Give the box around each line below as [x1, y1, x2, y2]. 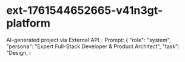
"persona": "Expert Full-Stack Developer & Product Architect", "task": [6, 43, 180, 50]
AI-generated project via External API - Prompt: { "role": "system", [6, 36, 171, 43]
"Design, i [6, 49, 31, 56]
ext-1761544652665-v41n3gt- [6, 4, 163, 17]
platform [6, 16, 50, 30]
